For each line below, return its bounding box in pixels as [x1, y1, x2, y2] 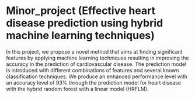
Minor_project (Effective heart [6, 4, 156, 17]
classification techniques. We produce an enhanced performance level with [6, 73, 188, 80]
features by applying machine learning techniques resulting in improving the [6, 54, 189, 61]
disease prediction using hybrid [6, 16, 163, 30]
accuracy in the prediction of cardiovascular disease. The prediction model [6, 60, 187, 68]
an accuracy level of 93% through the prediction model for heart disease [6, 79, 182, 86]
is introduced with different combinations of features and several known [6, 66, 179, 73]
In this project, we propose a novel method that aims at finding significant [6, 48, 183, 55]
